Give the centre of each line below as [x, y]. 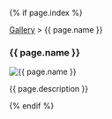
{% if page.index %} [46, 13]
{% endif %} [32, 106]
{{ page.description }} [49, 89]
